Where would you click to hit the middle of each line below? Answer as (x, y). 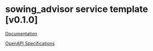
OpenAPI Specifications (30, 43)
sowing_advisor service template (77, 9)
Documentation (21, 33)
